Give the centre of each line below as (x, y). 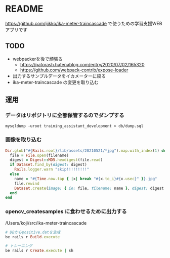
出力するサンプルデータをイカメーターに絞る (59, 76)
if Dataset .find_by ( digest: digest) (48, 165)
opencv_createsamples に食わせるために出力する (66, 211)
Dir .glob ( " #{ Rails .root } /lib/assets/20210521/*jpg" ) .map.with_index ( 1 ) (82, 150)
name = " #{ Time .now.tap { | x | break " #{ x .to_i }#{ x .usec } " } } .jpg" (86, 179)
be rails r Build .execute (32, 237)
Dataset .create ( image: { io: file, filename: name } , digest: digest (89, 188)
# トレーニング (19, 246)
